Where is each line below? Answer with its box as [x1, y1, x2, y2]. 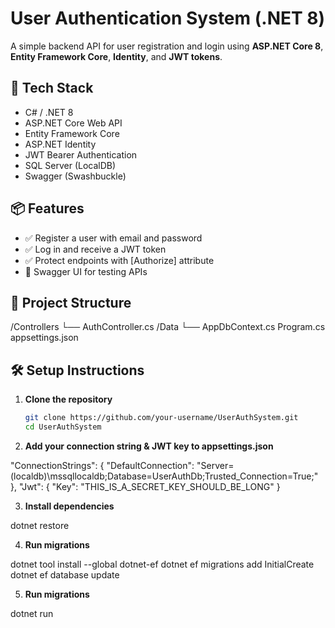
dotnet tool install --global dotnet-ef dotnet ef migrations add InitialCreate [10, 558, 315, 570]
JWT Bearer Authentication [24, 148, 138, 161]
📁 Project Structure [10, 294, 132, 311]
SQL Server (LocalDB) [24, 159, 117, 171]
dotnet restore [10, 519, 70, 531]
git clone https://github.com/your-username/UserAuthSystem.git [24, 413, 299, 423]
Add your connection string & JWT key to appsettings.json [24, 440, 274, 452]
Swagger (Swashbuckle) [24, 170, 127, 182]
